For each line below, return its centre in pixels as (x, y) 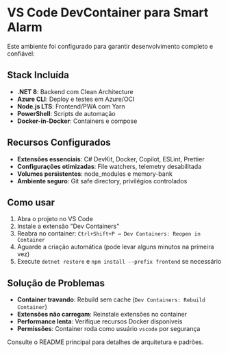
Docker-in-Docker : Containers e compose (77, 121)
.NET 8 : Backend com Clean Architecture (75, 91)
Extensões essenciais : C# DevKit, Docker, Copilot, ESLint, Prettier (111, 159)
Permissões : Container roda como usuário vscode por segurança (109, 329)
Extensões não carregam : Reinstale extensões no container (102, 315)
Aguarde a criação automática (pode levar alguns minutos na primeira (115, 247)
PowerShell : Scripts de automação (66, 113)
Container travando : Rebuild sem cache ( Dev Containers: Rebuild (111, 299)
